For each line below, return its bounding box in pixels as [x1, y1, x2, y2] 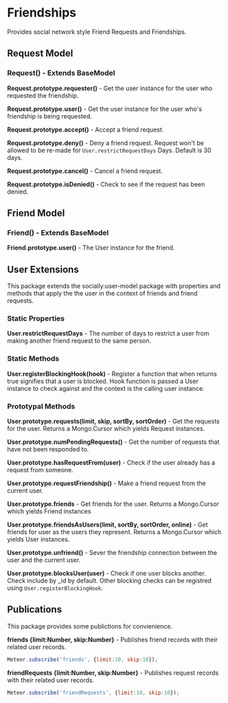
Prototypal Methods [7, 401, 76, 411]
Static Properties [7, 314, 65, 323]
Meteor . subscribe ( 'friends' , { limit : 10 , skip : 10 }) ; [7, 656, 158, 663]
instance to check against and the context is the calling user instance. [7, 384, 205, 392]
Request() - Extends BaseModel [7, 68, 115, 78]
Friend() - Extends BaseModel [7, 227, 109, 237]
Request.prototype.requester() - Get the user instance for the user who [7, 84, 213, 92]
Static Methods [7, 354, 60, 363]
